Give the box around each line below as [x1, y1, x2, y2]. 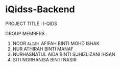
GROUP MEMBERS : [5, 30, 47, 36]
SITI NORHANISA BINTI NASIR [12, 56, 77, 62]
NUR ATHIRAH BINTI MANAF [12, 46, 74, 52]
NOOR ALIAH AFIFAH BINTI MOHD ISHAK [12, 40, 100, 47]
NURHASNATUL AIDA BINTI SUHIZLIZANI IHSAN [12, 51, 116, 57]
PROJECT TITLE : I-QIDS [5, 20, 58, 27]
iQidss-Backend [5, 4, 75, 15]
